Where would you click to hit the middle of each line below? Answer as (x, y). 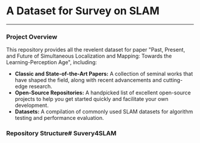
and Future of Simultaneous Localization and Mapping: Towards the (89, 56)
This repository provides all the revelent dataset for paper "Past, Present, (96, 50)
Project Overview (32, 37)
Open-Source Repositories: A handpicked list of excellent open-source (103, 93)
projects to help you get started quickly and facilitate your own (91, 99)
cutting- (173, 80)
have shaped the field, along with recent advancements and (88, 80)
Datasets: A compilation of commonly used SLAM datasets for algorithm (104, 112)
